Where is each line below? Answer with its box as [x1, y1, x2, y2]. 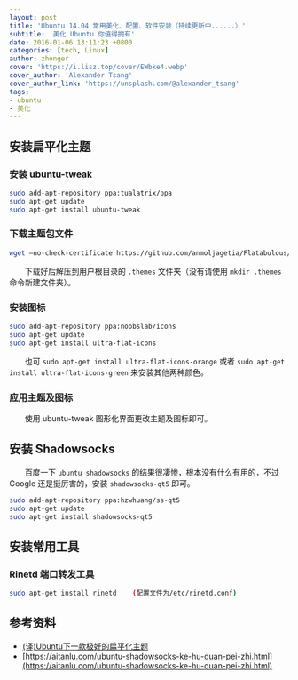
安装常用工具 [9, 539, 80, 554]
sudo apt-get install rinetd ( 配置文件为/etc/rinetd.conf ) [9, 588, 238, 598]
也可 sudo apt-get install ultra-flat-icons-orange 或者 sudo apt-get [25, 356, 286, 366]
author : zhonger [9, 54, 69, 63]
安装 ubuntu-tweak [9, 168, 93, 180]
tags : [9, 87, 29, 96]
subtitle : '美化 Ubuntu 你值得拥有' [9, 29, 136, 38]
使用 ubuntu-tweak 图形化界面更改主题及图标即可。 [25, 412, 213, 423]
